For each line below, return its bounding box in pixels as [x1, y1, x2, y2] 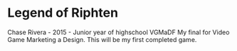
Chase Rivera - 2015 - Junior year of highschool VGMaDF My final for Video [7, 28, 230, 36]
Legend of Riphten [7, 5, 119, 21]
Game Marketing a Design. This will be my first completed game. [7, 35, 197, 43]
